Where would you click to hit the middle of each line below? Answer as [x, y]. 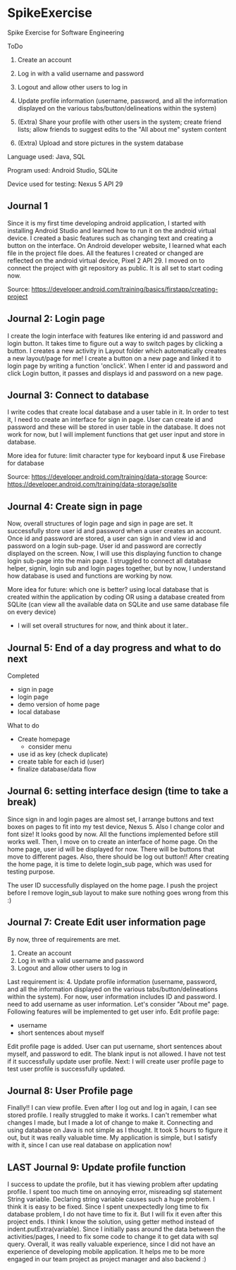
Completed [24, 676]
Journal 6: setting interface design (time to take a [118, 791]
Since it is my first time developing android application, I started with [107, 223]
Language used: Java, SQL [46, 156]
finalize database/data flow [57, 769]
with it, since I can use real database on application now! [89, 1145]
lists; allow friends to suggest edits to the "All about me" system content [122, 129]
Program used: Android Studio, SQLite [63, 170]
